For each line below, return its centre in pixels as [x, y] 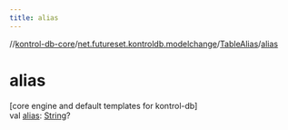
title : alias [34, 18]
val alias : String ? [40, 115]
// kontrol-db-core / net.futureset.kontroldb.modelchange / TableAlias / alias [144, 44]
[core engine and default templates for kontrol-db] [104, 105]
